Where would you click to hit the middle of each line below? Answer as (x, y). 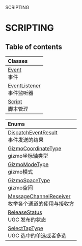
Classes (18, 61)
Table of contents (34, 47)
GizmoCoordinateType (35, 149)
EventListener (24, 85)
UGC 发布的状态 (27, 220)
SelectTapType (25, 228)
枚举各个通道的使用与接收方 (41, 204)
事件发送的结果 (26, 140)
